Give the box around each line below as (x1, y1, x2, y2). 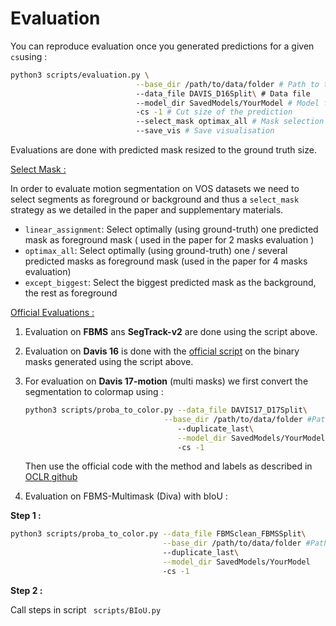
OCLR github (24, 471, 78, 483)
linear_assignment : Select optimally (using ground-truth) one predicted (24, 223, 319, 236)
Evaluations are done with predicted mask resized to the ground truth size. (10, 144, 317, 156)
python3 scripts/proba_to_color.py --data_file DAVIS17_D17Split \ (24, 405, 308, 416)
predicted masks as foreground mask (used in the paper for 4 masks (24, 255, 308, 267)
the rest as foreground (24, 287, 118, 299)
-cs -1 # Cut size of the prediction (135, 107, 293, 117)
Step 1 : (10, 510, 42, 522)
